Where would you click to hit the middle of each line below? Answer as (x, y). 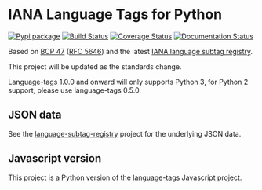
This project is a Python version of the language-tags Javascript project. (125, 177)
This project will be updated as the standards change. (95, 66)
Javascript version (55, 159)
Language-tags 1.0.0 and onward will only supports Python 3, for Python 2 (128, 82)
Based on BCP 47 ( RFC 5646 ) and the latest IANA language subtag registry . (131, 51)
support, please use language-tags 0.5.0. (75, 90)
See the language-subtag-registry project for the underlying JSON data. (125, 133)
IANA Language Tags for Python (115, 15)
